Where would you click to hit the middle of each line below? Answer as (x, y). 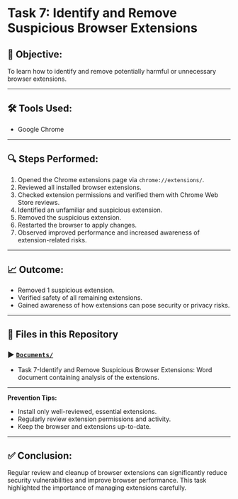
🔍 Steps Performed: (53, 159)
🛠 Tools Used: (40, 109)
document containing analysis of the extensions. (88, 378)
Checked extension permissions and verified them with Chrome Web (118, 195)
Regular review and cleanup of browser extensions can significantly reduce (118, 472)
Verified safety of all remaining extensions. (80, 298)
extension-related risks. (52, 240)
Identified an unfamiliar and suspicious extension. (90, 210)
